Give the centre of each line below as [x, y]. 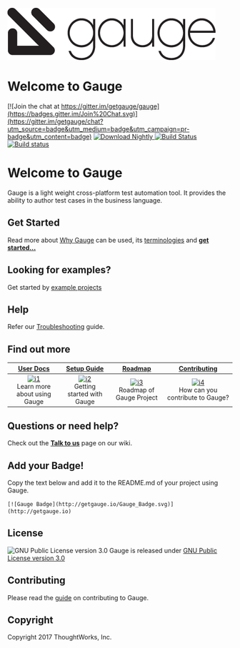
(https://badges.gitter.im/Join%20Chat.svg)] [72, 113]
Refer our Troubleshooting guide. [56, 327]
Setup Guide [85, 368]
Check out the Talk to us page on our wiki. [70, 443]
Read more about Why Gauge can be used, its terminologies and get [108, 240]
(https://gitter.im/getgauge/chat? [55, 121]
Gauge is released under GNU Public [164, 550]
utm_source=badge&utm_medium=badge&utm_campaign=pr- [99, 128]
